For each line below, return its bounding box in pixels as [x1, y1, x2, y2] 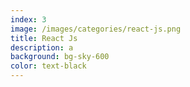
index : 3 [10, 14, 47, 25]
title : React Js [10, 33, 78, 43]
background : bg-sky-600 [10, 52, 110, 62]
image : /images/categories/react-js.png [10, 24, 182, 34]
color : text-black [10, 61, 87, 71]
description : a [10, 42, 74, 53]
